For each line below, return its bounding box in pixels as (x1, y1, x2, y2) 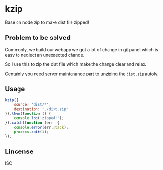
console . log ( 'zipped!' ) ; (14, 116, 64, 121)
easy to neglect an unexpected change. (5, 52, 85, 57)
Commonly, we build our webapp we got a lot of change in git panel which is (5, 46, 158, 52)
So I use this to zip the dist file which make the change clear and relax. (5, 61, 147, 67)
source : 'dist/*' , (14, 102, 51, 107)
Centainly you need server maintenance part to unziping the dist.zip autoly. (5, 71, 159, 76)
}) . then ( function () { (5, 111, 51, 116)
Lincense (5, 147, 34, 155)
